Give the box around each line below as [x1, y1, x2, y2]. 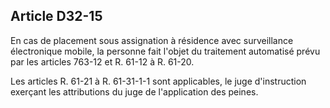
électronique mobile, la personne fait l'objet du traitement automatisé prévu [10, 45, 321, 57]
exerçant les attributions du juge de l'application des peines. [10, 85, 259, 98]
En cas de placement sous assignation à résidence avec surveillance [10, 34, 294, 46]
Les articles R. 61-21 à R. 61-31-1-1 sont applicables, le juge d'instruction [10, 75, 307, 87]
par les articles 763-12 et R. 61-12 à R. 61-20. [10, 55, 195, 68]
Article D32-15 [10, 8, 103, 25]
